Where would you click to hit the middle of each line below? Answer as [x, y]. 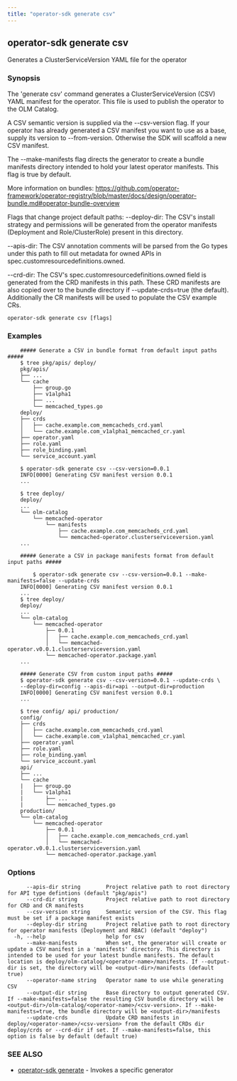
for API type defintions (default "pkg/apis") [77, 893]
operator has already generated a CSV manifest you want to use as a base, [117, 130]
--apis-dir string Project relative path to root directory [128, 887]
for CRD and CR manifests [45, 906]
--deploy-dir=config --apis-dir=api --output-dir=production [112, 687]
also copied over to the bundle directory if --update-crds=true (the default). [118, 289]
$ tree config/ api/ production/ [70, 712]
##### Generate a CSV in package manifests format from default [117, 556]
